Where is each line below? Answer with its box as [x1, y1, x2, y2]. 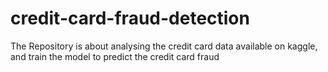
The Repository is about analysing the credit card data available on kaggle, [10, 40, 318, 52]
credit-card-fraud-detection [10, 7, 250, 30]
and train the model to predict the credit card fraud [10, 50, 220, 62]
